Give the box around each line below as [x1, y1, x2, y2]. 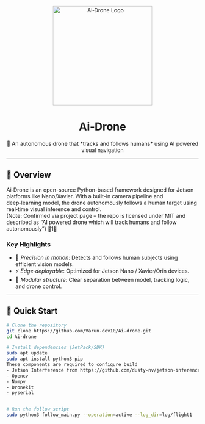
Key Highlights [6, 240, 51, 248]
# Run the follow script [6, 406, 70, 412]
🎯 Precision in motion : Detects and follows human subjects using [15, 254, 178, 262]
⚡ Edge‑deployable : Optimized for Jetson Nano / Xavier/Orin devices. [15, 267, 190, 275]
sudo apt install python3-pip [6, 356, 84, 362]
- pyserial [6, 390, 34, 396]
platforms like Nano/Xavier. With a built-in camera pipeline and [6, 192, 164, 199]
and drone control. [15, 282, 62, 290]
